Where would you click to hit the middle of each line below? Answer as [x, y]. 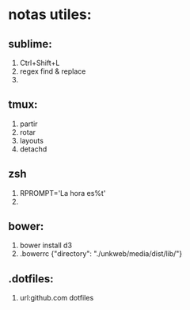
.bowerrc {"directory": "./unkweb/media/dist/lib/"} [101, 254]
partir [28, 124]
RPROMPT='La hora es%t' [63, 193]
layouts [31, 140]
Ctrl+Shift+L [40, 63]
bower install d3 [46, 245]
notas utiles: [50, 15]
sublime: [30, 44]
